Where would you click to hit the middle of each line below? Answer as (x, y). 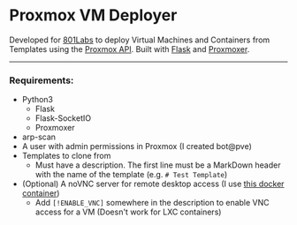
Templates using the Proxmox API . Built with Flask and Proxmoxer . (129, 49)
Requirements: (42, 80)
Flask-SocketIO (63, 118)
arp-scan (38, 137)
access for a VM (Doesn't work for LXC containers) (128, 212)
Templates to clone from (66, 156)
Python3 (37, 100)
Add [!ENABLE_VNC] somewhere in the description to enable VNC (152, 203)
